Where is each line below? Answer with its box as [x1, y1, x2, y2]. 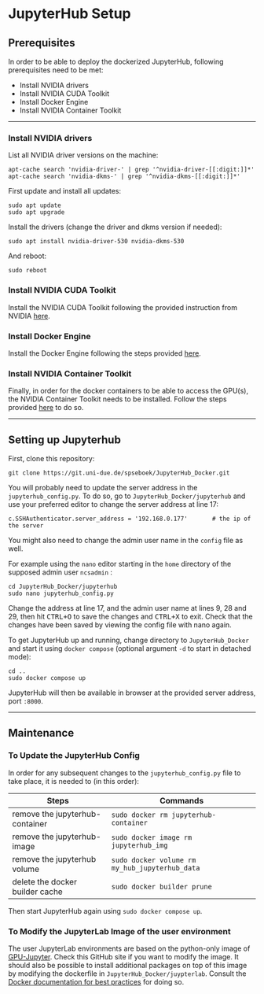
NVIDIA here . [8, 311, 51, 320]
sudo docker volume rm [111, 855, 196, 864]
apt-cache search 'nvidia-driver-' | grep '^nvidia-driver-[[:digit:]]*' [8, 166, 255, 174]
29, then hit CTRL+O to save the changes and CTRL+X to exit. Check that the [8, 612, 253, 621]
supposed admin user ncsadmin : [8, 567, 112, 577]
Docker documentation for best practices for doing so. [8, 977, 185, 986]
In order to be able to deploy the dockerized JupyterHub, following [8, 57, 224, 66]
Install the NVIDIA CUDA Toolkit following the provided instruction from [8, 302, 238, 312]
